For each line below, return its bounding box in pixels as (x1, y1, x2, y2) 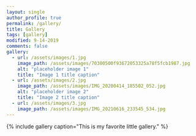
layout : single (6, 9, 45, 15)
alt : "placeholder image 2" (17, 89, 89, 95)
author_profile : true (6, 15, 62, 21)
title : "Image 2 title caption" (17, 94, 100, 100)
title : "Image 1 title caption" (17, 72, 100, 78)
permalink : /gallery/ (6, 20, 62, 26)
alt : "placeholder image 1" (17, 66, 89, 72)
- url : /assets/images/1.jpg (12, 55, 86, 61)
